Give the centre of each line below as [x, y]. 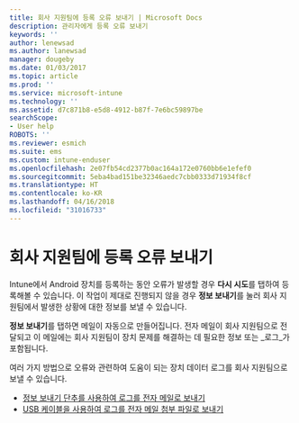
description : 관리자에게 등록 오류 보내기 [79, 26]
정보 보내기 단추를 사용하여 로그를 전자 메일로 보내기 [113, 398]
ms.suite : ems [36, 151]
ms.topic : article [44, 76]
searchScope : [34, 118]
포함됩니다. [29, 348]
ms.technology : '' [44, 101]
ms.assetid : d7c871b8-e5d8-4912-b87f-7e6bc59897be [106, 110]
